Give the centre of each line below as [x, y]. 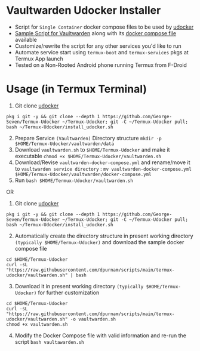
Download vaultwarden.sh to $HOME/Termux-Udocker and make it [92, 149]
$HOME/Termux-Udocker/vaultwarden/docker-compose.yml [83, 174]
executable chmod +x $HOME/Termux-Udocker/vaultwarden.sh [88, 156]
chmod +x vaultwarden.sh [37, 324]
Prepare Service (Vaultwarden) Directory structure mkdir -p [88, 138]
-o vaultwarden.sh [93, 319]
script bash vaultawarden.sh [50, 341]
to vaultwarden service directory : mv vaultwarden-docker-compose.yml [103, 168]
